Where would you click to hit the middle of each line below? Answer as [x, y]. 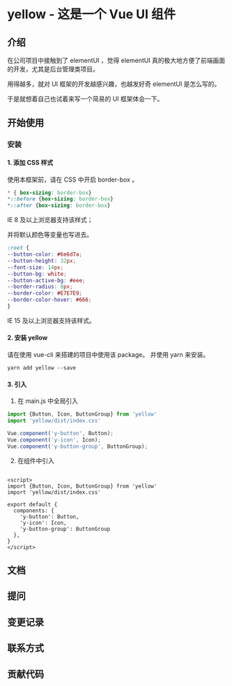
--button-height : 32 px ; [42, 261]
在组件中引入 [36, 460]
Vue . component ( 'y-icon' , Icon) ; [54, 440]
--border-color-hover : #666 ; [49, 300]
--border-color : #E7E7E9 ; [45, 293]
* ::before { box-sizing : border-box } [60, 199]
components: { [34, 511]
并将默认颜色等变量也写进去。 [50, 235]
